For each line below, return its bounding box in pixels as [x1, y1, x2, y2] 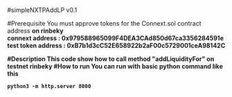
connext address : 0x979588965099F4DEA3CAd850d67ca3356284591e [7, 34, 224, 42]
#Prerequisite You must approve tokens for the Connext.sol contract [7, 19, 202, 27]
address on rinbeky [7, 27, 64, 35]
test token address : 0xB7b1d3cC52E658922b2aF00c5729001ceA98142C [7, 42, 226, 49]
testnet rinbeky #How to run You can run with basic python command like [7, 62, 223, 70]
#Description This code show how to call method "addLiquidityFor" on [7, 55, 215, 63]
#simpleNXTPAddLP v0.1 [7, 6, 78, 14]
